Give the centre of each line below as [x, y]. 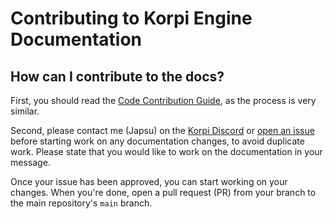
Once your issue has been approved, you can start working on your [149, 181]
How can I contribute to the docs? [117, 76]
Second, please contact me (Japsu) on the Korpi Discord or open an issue [162, 130]
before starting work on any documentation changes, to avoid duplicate [157, 141]
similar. [25, 111]
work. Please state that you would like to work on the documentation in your [166, 151]
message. [30, 162]
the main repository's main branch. [81, 203]
